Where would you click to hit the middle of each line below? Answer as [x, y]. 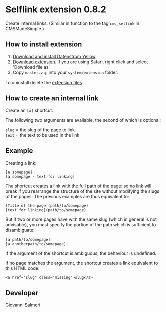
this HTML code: [22, 268]
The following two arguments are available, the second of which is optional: [83, 120]
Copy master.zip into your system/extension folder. [65, 72]
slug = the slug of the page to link [40, 130]
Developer [22, 293]
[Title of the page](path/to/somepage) [47, 206]
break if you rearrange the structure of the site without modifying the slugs [82, 191]
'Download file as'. [32, 67]
